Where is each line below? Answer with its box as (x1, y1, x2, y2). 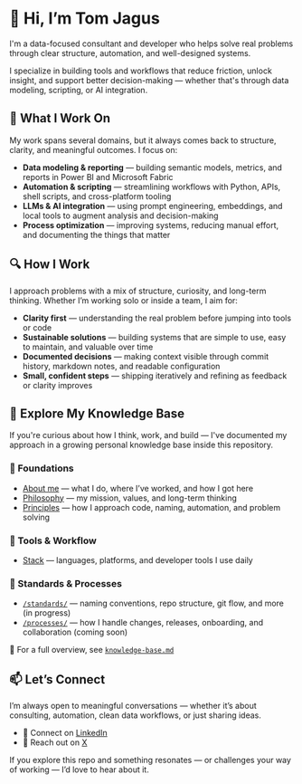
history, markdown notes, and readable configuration (22, 360, 221, 371)
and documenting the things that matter (22, 229, 171, 240)
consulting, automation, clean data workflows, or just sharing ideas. (9, 710, 262, 721)
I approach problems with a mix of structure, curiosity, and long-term (9, 285, 267, 296)
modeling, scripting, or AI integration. (9, 84, 148, 95)
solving (22, 512, 51, 522)
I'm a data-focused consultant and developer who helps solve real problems (9, 38, 294, 49)
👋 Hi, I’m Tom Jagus (9, 8, 160, 29)
